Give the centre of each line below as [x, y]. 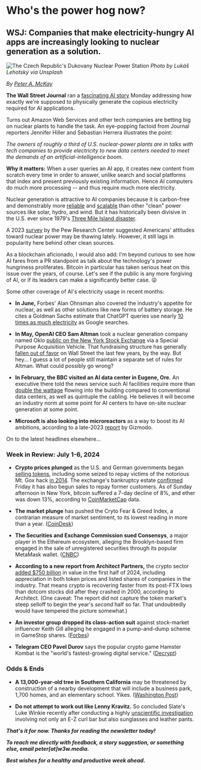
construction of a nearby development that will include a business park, [103, 688]
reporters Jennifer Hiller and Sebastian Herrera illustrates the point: [89, 132]
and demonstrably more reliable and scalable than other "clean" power [94, 206]
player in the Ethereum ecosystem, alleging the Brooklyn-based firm [99, 542]
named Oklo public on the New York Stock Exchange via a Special [96, 340]
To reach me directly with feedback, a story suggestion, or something [95, 742]
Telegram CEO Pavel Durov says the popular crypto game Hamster [98, 647]
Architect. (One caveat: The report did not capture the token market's [101, 598]
